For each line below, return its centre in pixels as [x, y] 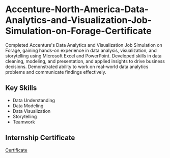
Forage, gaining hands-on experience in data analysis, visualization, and [81, 50]
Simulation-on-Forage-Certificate [78, 31]
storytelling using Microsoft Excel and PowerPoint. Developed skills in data [83, 56]
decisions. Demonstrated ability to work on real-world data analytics [77, 67]
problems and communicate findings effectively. [56, 72]
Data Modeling [28, 106]
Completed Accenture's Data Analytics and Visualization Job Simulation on [84, 45]
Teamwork [24, 122]
